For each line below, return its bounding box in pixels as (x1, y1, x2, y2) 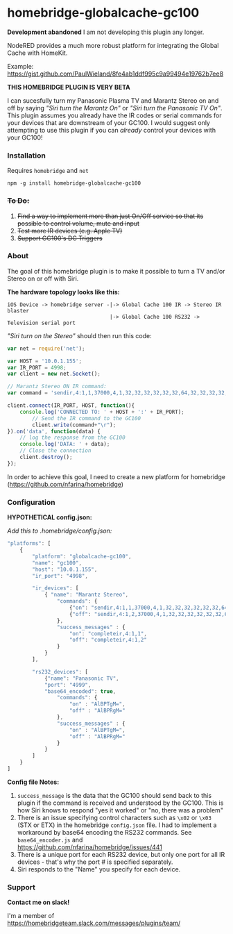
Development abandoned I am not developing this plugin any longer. (7, 28, 205, 36)
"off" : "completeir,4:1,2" (69, 637, 148, 644)
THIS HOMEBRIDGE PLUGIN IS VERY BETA (7, 83, 130, 91)
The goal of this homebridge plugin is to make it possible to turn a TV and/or (7, 267, 225, 275)
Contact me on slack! (7, 898, 70, 907)
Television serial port (7, 319, 76, 326)
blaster (7, 307, 30, 314)
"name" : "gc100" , (32, 559, 82, 567)
